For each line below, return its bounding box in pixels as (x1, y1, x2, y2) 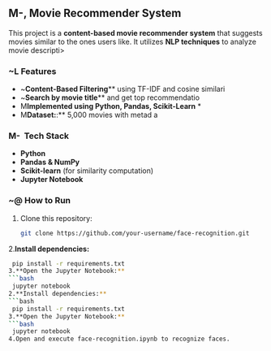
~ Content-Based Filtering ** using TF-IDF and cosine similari (19, 84, 226, 94)
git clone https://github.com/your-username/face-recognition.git (19, 229, 250, 237)
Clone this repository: (19, 213, 92, 223)
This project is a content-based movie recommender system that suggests (8, 28, 263, 37)
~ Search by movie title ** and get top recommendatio (19, 93, 200, 102)
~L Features (8, 65, 57, 76)
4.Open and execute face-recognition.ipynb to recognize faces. (8, 335, 230, 344)
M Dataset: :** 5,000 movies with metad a (19, 110, 158, 120)
